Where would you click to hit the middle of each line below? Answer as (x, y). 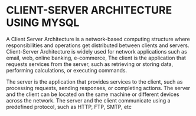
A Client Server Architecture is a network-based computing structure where (98, 39)
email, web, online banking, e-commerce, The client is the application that (96, 58)
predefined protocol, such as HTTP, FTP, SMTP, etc (69, 107)
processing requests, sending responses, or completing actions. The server (98, 88)
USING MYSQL (43, 23)
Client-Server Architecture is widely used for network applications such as (97, 51)
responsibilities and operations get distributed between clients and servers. (98, 45)
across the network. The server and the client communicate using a (88, 100)
